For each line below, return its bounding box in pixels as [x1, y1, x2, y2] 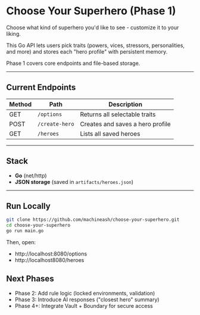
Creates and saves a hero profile [80, 120, 171, 128]
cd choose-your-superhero [6, 222, 70, 229]
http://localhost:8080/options [14, 250, 87, 257]
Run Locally [6, 201, 51, 211]
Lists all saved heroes [80, 129, 140, 138]
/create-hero [37, 120, 74, 127]
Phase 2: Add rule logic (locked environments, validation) [14, 289, 155, 297]
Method [9, 100, 32, 108]
